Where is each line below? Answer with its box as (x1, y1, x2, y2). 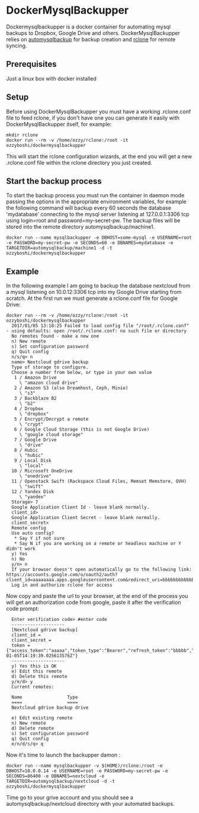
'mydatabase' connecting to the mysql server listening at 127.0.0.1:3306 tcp (6, 211, 190, 218)
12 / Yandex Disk (11, 489, 54, 495)
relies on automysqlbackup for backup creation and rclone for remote (6, 36, 176, 43)
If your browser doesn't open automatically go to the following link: (11, 566, 192, 572)
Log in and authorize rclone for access (11, 582, 113, 588)
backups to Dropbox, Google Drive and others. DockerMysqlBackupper (6, 29, 181, 36)
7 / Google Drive (14, 437, 57, 443)
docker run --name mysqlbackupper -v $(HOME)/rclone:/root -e (6, 763, 163, 769)
